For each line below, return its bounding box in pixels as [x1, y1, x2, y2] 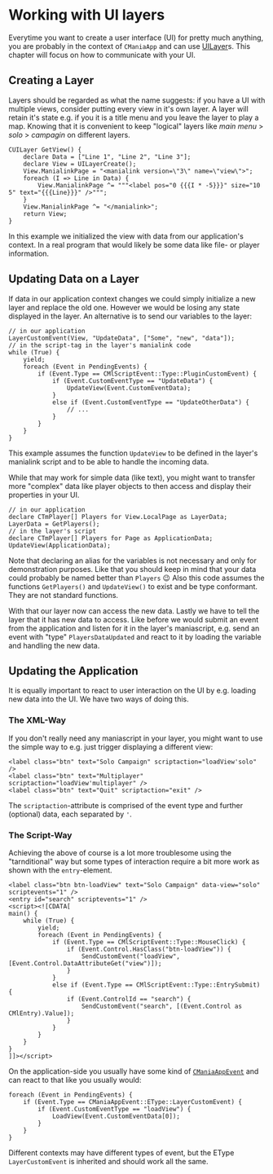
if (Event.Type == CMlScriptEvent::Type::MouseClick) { [51, 938, 246, 946]
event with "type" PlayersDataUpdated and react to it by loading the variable [8, 631, 262, 641]
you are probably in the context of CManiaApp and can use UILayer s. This [8, 41, 251, 51]
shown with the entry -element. [8, 865, 112, 875]
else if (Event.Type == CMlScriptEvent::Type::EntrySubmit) [51, 980, 261, 989]
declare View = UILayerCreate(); [23, 160, 137, 168]
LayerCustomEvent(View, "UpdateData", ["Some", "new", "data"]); [8, 334, 235, 342]
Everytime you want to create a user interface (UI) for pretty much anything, [8, 33, 264, 42]
